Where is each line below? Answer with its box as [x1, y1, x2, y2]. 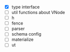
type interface [11, 4, 40, 10]
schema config [11, 31, 42, 37]
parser [11, 26, 25, 32]
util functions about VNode [11, 10, 66, 15]
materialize [11, 37, 34, 42]
